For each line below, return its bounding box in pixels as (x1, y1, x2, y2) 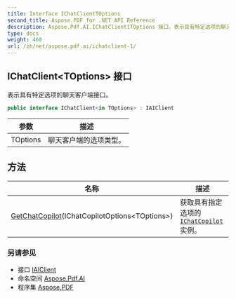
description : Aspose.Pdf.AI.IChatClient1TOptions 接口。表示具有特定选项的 (7, 23, 221, 30)
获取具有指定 (180, 197, 223, 207)
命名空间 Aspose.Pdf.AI (17, 274, 86, 283)
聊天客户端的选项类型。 (48, 135, 126, 144)
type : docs (7, 29, 39, 37)
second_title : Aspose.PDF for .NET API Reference (7, 17, 156, 24)
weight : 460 (7, 36, 42, 43)
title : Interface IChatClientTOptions (7, 10, 121, 18)
